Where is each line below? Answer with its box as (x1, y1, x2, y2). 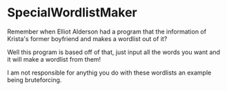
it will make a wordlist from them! (7, 55, 101, 63)
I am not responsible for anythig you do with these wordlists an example (7, 68, 212, 77)
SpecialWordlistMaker (7, 5, 137, 21)
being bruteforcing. (7, 75, 62, 83)
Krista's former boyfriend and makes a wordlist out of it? (7, 34, 168, 42)
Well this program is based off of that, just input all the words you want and (7, 48, 221, 56)
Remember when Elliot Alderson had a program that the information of (7, 27, 207, 36)
